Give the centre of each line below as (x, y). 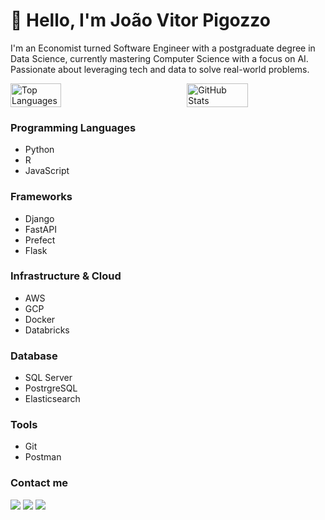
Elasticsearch (52, 399)
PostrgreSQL (51, 388)
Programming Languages (73, 127)
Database (34, 356)
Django (39, 218)
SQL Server (48, 378)
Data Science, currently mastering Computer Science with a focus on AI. (159, 58)
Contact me (39, 483)
